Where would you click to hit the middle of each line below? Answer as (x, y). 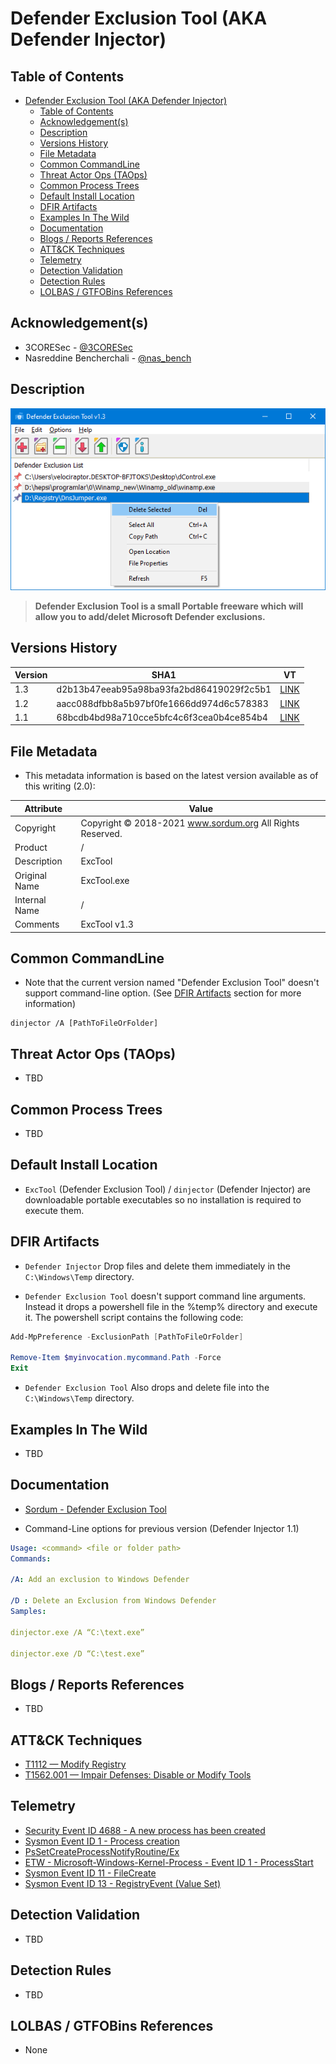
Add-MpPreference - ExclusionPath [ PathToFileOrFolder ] (127, 1337)
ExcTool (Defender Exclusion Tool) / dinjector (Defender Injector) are (168, 1189)
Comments (37, 924)
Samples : (28, 1612)
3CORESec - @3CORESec (78, 347)
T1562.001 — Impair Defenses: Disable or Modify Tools (138, 1775)
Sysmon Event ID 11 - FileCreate (90, 1873)
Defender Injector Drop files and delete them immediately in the (158, 1266)
